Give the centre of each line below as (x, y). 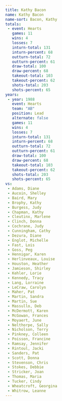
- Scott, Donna (23, 358)
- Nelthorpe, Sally (28, 325)
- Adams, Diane (23, 189)
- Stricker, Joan (25, 372)
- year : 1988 (21, 99)
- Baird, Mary (22, 198)
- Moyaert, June (24, 320)
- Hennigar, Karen (27, 254)
